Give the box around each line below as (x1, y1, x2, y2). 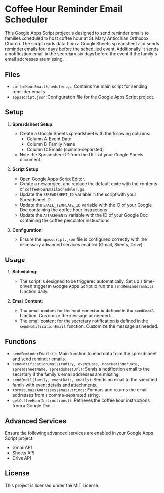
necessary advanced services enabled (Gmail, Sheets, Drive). (19, 241, 144, 247)
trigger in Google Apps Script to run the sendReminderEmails (33, 284, 154, 289)
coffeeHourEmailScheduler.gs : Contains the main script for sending (12, 83, 148, 89)
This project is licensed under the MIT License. (5, 482, 100, 488)
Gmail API (12, 445, 32, 450)
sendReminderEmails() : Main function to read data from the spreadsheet (12, 351, 157, 357)
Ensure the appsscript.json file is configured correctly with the (19, 236, 147, 242)
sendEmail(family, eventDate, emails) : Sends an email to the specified (12, 377, 158, 383)
